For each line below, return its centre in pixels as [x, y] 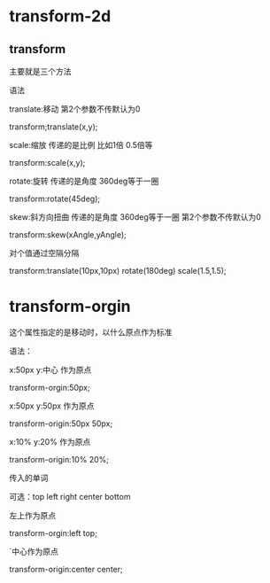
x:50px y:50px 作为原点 [52, 406]
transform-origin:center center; [66, 569]
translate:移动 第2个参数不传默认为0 [75, 109]
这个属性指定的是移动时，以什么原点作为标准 [91, 332]
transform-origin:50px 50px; [61, 424]
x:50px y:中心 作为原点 [50, 369]
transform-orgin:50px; [50, 387]
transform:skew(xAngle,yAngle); [68, 235]
